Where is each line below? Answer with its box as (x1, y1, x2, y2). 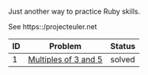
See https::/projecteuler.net (8, 22, 97, 31)
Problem (48, 41, 82, 51)
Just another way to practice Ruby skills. (8, 7, 141, 16)
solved (110, 54, 136, 65)
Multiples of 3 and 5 (28, 54, 103, 65)
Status (110, 41, 136, 51)
